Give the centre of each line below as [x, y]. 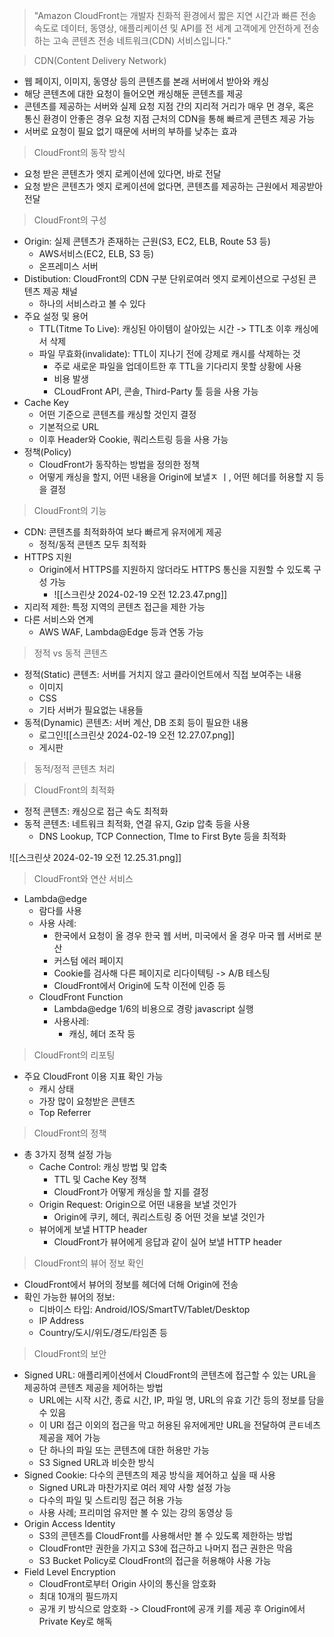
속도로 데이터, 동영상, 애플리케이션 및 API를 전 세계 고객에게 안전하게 [167, 28]
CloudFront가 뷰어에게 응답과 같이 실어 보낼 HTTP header [168, 1242]
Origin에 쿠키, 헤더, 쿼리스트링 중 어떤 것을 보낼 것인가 [159, 1217]
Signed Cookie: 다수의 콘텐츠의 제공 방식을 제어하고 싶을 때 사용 [149, 1475]
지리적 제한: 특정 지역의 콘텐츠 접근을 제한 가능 [114, 607]
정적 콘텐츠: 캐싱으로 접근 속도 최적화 [96, 811]
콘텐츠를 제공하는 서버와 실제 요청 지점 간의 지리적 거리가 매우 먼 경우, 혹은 [169, 106]
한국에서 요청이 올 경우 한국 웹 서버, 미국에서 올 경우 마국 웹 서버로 [182, 935]
